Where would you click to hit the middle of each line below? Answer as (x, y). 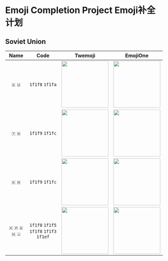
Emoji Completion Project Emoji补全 (80, 10)
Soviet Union (25, 41)
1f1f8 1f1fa (43, 85)
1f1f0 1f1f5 (43, 225)
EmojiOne (137, 55)
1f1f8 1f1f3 (43, 231)
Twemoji (85, 55)
